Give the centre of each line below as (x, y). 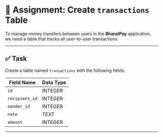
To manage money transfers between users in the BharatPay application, (78, 34)
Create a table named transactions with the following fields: (65, 70)
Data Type (54, 82)
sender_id (19, 106)
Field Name (22, 82)
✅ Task (16, 59)
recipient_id (23, 98)
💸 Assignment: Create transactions (77, 10)
